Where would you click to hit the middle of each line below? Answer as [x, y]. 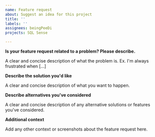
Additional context [25, 119]
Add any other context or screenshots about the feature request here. [77, 129]
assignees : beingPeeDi [29, 28]
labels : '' [16, 24]
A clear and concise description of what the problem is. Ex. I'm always [77, 61]
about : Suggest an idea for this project [49, 14]
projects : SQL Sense [27, 33]
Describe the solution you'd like [39, 76]
